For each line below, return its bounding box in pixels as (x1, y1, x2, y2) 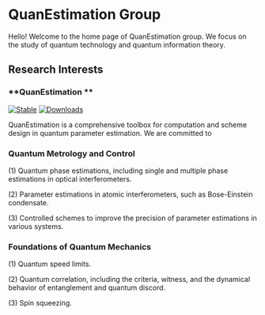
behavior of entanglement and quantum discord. (8, 283, 166, 293)
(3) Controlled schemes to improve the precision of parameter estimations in (8, 213, 257, 223)
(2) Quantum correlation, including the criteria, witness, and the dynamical (8, 275, 251, 284)
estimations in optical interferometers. (8, 174, 132, 183)
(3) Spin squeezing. (8, 298, 73, 308)
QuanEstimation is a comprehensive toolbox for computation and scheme (8, 120, 248, 129)
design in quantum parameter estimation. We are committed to (8, 128, 212, 137)
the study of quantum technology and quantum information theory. (8, 39, 225, 49)
